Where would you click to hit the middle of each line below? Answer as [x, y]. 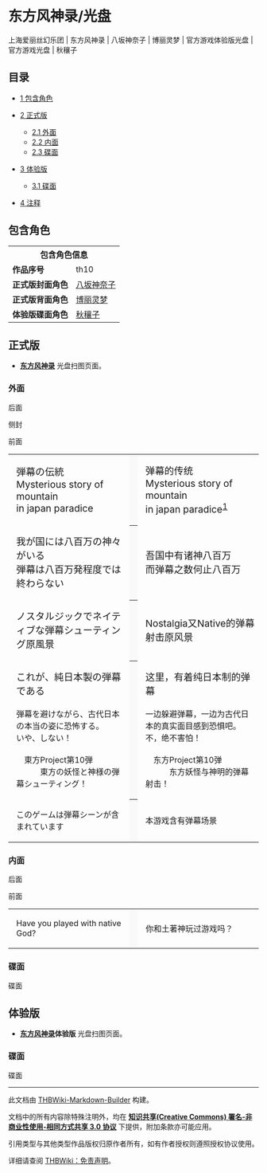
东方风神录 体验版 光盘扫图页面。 [73, 1034]
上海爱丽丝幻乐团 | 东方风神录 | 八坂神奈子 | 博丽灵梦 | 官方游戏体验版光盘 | [131, 40]
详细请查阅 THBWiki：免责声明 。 [62, 1160]
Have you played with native [69, 924]
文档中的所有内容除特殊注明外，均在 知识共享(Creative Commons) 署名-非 [130, 1116]
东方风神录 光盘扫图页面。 [62, 366]
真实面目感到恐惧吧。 [201, 726]
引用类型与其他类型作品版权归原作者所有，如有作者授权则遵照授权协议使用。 [133, 1144]
